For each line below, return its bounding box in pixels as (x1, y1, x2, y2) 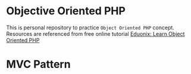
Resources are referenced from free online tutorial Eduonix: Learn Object (6, 30, 185, 37)
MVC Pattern (6, 58, 71, 71)
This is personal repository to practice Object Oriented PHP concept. (6, 24, 174, 31)
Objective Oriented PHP (6, 4, 126, 18)
